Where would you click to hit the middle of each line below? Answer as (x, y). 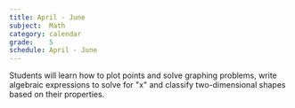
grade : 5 (31, 42)
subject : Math (37, 26)
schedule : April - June (53, 50)
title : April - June (48, 17)
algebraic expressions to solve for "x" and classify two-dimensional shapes (147, 85)
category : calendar (45, 34)
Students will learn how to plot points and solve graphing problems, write (143, 75)
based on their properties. (57, 95)
